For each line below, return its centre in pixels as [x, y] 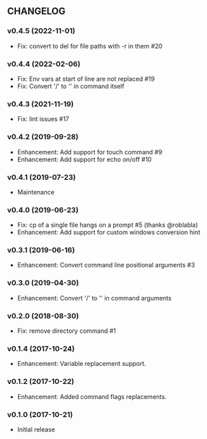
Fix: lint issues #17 [43, 119]
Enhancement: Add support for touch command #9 [90, 152]
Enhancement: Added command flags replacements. [92, 396]
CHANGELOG [36, 11]
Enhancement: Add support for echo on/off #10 [84, 159]
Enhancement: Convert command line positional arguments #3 [106, 265]
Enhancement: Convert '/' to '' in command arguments [94, 298]
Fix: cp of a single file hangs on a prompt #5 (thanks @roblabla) [108, 225]
